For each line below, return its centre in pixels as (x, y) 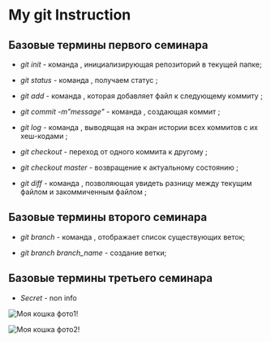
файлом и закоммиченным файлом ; (84, 192)
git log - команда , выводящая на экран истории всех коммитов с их (139, 127)
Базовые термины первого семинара (108, 45)
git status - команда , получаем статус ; (89, 80)
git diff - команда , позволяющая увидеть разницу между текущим (136, 183)
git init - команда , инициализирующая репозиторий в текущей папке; (141, 64)
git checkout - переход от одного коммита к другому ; (114, 152)
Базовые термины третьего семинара (111, 278)
